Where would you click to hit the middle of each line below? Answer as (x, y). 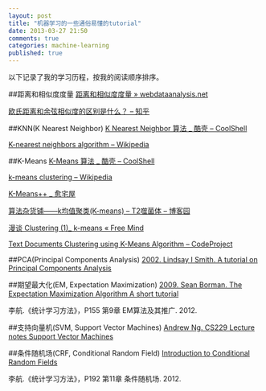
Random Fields (33, 362)
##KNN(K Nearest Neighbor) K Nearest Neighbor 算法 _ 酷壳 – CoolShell (128, 128)
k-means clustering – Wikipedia (60, 177)
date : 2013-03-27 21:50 (48, 31)
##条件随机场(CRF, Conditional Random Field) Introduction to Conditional (129, 353)
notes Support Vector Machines (61, 336)
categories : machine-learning (59, 46)
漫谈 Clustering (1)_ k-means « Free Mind (76, 228)
